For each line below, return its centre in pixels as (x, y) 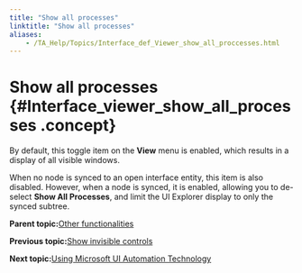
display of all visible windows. (64, 160)
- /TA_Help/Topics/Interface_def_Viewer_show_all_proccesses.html (153, 43)
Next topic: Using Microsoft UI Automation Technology (110, 259)
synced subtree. (40, 206)
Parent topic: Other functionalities (72, 224)
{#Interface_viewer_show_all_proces (150, 107)
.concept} (78, 126)
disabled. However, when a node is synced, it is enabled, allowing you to (144, 187)
